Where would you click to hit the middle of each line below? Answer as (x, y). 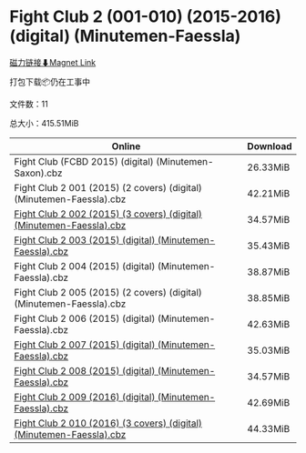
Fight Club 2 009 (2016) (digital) (85, 397)
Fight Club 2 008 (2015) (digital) (85, 370)
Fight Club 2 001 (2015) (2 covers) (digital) (108, 187)
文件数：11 (29, 104)
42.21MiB (269, 193)
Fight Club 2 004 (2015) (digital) (85, 266)
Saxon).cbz (38, 173)
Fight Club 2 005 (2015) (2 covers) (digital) (108, 292)
